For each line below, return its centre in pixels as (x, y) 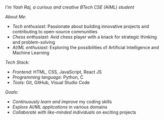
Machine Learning (31, 53)
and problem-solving (34, 42)
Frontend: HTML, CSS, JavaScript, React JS (57, 72)
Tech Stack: (17, 62)
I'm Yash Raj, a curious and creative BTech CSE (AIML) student (70, 7)
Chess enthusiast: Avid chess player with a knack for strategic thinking (84, 37)
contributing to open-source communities (55, 31)
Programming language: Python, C (48, 77)
